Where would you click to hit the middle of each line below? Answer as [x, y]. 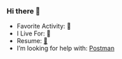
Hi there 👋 [24, 11]
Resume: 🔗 [32, 41]
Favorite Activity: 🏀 [44, 26]
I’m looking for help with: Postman [66, 49]
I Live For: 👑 [34, 33]
